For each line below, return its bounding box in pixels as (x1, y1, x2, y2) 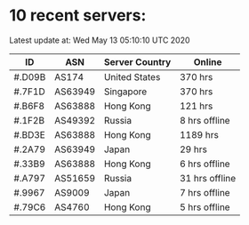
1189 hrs (179, 128, 220, 141)
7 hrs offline (179, 186, 230, 198)
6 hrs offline (179, 157, 230, 170)
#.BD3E (13, 128, 46, 141)
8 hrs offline (179, 114, 230, 126)
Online (193, 55, 222, 68)
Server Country (103, 55, 172, 68)
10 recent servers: (9, 5, 147, 26)
